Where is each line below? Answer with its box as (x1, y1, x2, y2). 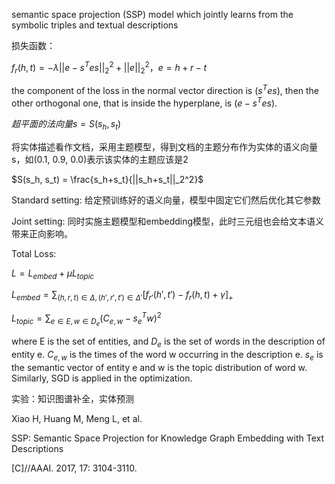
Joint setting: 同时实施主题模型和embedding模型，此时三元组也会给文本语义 (11, 215, 325, 227)
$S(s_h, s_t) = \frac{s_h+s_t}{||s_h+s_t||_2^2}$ (11, 173, 204, 185)
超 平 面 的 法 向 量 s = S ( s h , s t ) (11, 117, 122, 132)
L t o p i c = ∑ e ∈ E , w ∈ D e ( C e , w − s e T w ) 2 (11, 310, 162, 328)
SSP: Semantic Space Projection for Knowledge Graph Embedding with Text (11, 432, 324, 444)
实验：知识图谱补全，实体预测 (11, 392, 134, 404)
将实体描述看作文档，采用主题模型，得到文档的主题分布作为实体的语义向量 (11, 140, 318, 153)
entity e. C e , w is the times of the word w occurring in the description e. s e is (11, 348, 324, 363)
